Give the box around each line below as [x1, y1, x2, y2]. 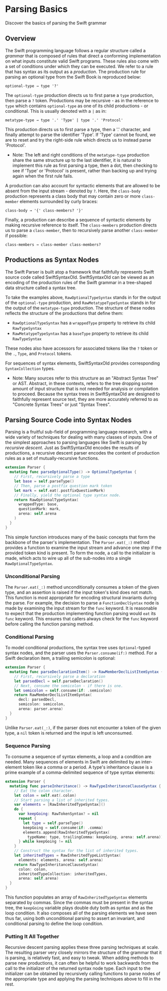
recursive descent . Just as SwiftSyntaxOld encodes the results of [5, 445, 139, 451]
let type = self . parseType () [23, 821, 83, 826]
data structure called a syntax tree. [5, 285, 77, 291]
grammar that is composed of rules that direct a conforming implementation [5, 53, 161, 59]
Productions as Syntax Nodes [5, 256, 99, 264]
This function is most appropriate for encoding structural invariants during [5, 595, 157, 601]
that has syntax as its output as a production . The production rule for [5, 69, 146, 75]
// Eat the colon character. [14, 788, 75, 793]
